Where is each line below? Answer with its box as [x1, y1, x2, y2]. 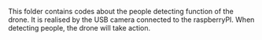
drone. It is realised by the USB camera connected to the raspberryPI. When [8, 15, 255, 24]
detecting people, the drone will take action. [8, 24, 151, 32]
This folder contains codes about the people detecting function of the [8, 7, 234, 16]
